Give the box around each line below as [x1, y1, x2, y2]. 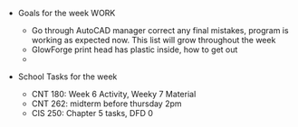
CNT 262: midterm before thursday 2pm [31, 98, 183, 109]
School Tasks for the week [17, 71, 118, 82]
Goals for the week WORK [17, 8, 116, 18]
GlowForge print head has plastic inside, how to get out [31, 44, 238, 55]
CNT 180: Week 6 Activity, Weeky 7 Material [31, 89, 197, 99]
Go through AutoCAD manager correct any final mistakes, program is [31, 25, 289, 35]
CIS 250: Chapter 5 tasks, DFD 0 [31, 108, 154, 118]
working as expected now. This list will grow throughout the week [31, 35, 276, 45]
